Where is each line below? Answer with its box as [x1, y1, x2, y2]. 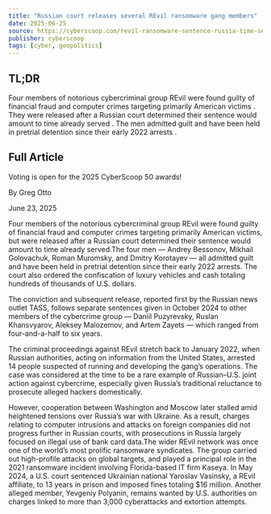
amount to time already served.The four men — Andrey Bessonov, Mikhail [8, 244, 254, 254]
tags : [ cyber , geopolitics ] [8, 42, 103, 50]
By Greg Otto [8, 187, 52, 197]
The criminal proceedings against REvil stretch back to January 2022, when [8, 344, 261, 354]
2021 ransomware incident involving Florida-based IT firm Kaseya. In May [8, 462, 253, 472]
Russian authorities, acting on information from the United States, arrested [8, 352, 256, 363]
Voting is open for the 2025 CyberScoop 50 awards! [8, 172, 182, 181]
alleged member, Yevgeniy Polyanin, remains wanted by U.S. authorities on [8, 488, 257, 498]
